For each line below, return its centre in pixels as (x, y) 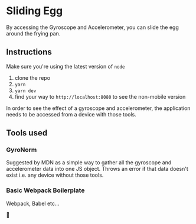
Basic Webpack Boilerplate (45, 190)
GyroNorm (22, 150)
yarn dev (25, 91)
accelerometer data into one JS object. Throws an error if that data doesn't (97, 169)
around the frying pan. (33, 33)
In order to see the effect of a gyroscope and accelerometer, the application (98, 108)
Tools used (27, 133)
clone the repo (32, 77)
